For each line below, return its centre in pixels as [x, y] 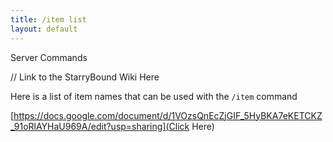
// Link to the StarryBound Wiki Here [85, 77]
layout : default [44, 29]
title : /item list [48, 19]
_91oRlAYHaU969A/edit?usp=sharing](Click [100, 126]
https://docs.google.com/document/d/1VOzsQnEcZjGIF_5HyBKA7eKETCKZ [168, 115]
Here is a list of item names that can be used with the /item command [154, 96]
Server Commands [49, 57]
